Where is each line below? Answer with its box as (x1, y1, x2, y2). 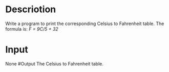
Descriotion (5, 4, 56, 15)
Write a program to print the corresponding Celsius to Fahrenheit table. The (5, 20, 164, 27)
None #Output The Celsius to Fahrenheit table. (5, 60, 104, 67)
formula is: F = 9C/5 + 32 (5, 26, 59, 32)
